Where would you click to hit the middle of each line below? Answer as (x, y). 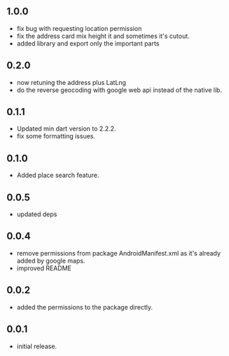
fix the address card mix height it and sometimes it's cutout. (103, 36)
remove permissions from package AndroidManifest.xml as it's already (119, 253)
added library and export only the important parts (88, 43)
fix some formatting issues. (56, 136)
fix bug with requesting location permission (79, 28)
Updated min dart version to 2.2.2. (66, 128)
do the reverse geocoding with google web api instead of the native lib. (119, 90)
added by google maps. (51, 261)
